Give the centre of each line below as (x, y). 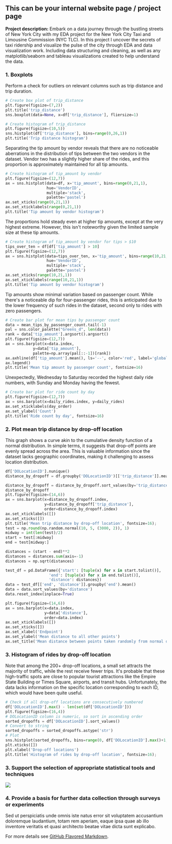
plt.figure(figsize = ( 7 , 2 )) (34, 105)
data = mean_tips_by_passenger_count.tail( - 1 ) (56, 325)
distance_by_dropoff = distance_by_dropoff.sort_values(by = (71, 485)
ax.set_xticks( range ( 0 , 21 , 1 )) (38, 202)
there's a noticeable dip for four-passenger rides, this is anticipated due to (84, 300)
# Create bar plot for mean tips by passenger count (63, 320)
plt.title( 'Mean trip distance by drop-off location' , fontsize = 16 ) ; (81, 523)
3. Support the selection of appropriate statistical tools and (80, 768)
